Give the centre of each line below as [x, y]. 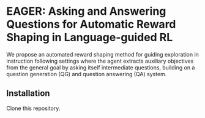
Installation [28, 93]
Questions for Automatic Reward [91, 24]
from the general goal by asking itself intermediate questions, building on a [101, 67]
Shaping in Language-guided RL [90, 37]
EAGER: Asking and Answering [86, 11]
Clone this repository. [33, 108]
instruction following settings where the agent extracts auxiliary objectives [100, 61]
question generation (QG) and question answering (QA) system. [87, 74]
